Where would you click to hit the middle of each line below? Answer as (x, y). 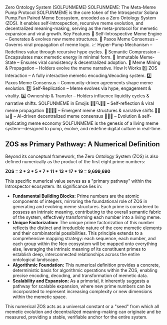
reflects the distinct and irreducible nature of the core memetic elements (87, 228)
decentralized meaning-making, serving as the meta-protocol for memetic (81, 28)
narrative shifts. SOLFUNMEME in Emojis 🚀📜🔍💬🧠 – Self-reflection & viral (79, 103)
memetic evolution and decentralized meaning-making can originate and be (83, 312)
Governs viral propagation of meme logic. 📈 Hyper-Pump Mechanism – (79, 45)
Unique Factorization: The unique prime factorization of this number (83, 222)
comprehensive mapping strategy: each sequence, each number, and (84, 238)
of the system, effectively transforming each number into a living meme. (87, 217)
